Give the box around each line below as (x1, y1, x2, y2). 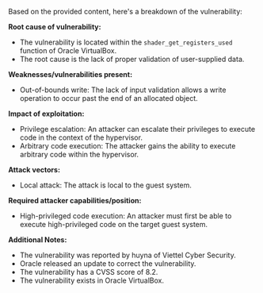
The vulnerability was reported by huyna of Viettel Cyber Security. (19, 250, 236, 260)
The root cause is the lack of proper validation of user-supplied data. (19, 55, 245, 64)
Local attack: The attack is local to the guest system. (19, 180, 192, 190)
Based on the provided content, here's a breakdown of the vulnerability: (8, 7, 243, 16)
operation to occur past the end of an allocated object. (19, 94, 198, 102)
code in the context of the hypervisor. (19, 133, 143, 142)
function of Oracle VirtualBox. (19, 46, 117, 55)
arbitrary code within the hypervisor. (19, 150, 139, 159)
